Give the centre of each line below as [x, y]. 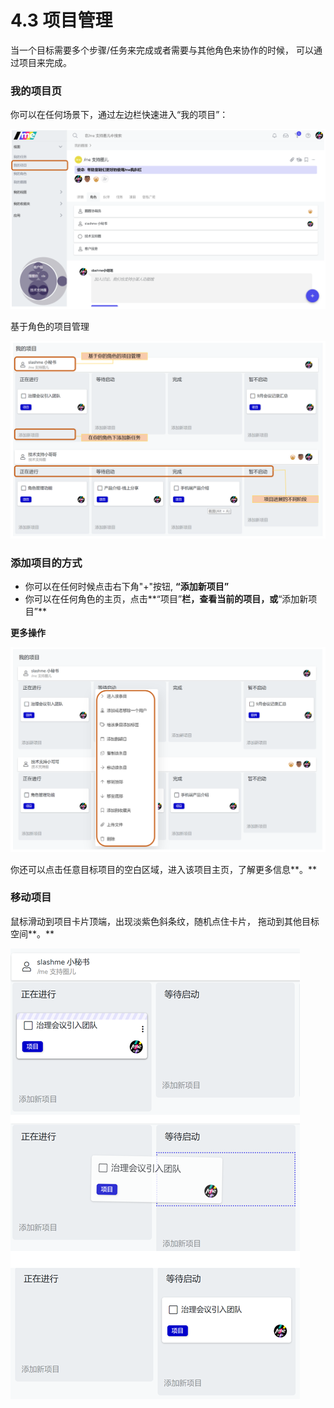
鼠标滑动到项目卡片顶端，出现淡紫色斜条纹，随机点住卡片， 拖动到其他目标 [165, 921]
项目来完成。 [45, 62]
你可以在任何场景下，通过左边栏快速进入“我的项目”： [119, 115]
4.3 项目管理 [61, 20]
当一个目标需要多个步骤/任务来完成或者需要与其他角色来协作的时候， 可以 [162, 50]
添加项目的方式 [46, 563]
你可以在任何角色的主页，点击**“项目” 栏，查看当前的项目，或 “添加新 [166, 599]
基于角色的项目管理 [50, 326]
